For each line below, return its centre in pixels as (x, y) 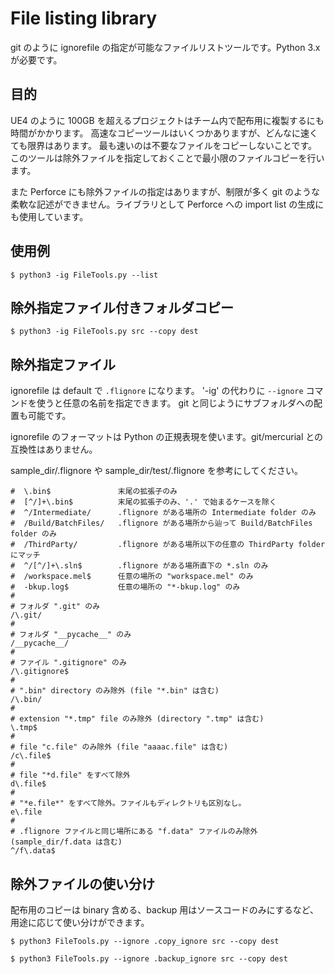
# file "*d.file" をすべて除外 (70, 775)
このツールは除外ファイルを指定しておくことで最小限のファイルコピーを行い (167, 158)
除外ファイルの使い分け (82, 883)
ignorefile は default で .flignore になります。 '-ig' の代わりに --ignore (157, 391)
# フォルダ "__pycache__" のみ (71, 635)
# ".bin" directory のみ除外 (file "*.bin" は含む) (115, 691)
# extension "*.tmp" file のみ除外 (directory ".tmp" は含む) (137, 719)
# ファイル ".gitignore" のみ (68, 663)
